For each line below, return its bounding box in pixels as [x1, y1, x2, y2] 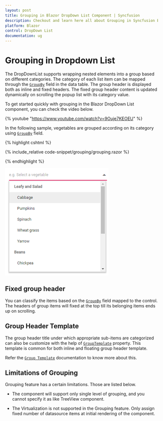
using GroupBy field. [5, 130, 44, 136]
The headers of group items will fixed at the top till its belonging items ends [5, 303, 156, 308]
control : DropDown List [5, 28, 53, 34]
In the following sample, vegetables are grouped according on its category [5, 125, 154, 131]
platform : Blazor [5, 23, 40, 28]
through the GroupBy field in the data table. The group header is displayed [5, 81, 151, 87]
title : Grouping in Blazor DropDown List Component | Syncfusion [5, 13, 140, 18]
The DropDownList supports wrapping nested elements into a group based [5, 71, 154, 77]
